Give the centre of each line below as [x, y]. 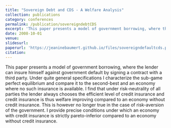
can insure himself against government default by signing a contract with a [84, 72]
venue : [12, 39]
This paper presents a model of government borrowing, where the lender [82, 67]
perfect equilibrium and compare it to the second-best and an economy [80, 83]
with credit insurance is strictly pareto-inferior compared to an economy [81, 115]
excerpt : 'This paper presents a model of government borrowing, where [83, 29]
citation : [16, 52]
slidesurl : [17, 43]
